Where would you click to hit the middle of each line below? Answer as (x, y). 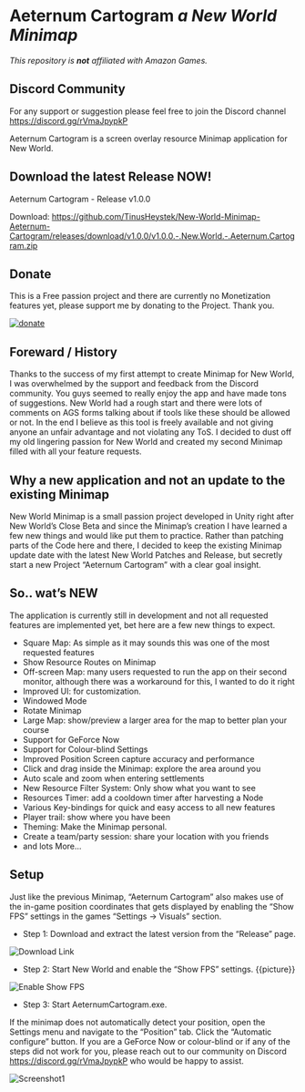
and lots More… (52, 846)
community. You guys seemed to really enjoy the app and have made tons (148, 394)
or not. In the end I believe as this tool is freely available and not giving (142, 422)
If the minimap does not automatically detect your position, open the (137, 1022)
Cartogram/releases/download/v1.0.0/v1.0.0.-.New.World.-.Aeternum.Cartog (152, 236)
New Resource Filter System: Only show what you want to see (139, 788)
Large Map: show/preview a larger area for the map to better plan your (155, 720)
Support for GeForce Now (71, 739)
